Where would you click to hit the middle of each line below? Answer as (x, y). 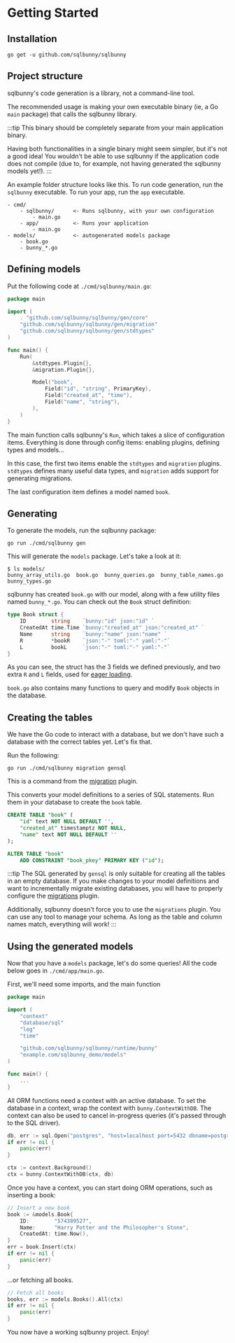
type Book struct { (36, 615)
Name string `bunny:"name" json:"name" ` (94, 634)
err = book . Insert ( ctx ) (42, 1247)
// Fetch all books (36, 1293)
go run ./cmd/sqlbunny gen (47, 543)
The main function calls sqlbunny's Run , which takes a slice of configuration (116, 435)
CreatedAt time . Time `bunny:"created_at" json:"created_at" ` (112, 628)
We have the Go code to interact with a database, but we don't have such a (115, 735)
